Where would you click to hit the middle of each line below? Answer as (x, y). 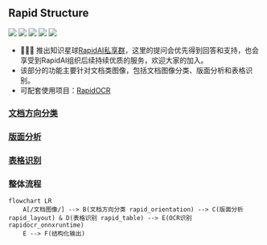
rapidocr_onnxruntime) (46, 225)
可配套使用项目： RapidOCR (65, 90)
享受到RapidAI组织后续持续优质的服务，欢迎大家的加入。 (114, 60)
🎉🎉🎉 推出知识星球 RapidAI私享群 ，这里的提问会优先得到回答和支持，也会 (140, 50)
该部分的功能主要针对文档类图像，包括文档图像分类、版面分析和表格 (133, 70)
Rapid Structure (49, 13)
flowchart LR (30, 201)
